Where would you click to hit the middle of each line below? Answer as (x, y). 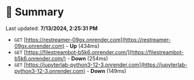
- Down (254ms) (88, 58)
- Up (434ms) (82, 46)
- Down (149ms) (106, 71)
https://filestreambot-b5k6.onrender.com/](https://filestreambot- (105, 52)
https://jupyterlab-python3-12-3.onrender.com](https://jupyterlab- (107, 65)
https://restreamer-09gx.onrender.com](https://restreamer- (98, 39)
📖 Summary (35, 12)
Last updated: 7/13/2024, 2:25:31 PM (52, 28)
